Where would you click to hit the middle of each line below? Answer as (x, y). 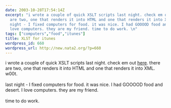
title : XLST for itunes (31, 39)
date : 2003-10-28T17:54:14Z (35, 10)
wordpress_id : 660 (25, 44)
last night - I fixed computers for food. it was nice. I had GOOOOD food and (84, 84)
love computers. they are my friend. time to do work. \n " (74, 29)
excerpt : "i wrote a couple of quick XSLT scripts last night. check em (84, 15)
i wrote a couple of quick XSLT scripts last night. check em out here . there (83, 62)
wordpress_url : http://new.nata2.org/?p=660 (53, 48)
